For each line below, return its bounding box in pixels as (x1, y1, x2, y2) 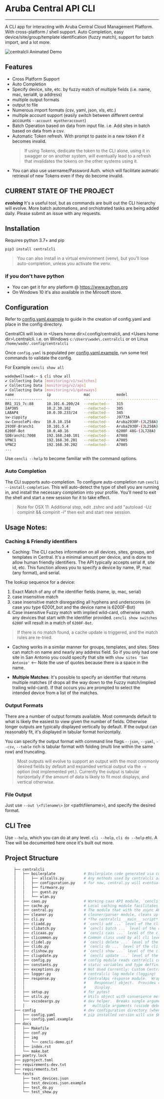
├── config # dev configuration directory (14, 1008, 147, 1012)
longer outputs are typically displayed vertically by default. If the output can (5, 724, 158, 729)
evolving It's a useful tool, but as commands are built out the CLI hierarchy (5, 200, 156, 206)
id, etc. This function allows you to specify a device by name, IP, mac (12, 565, 151, 571)
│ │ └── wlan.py (14, 894, 56, 899)
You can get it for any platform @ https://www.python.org (12, 284, 128, 290)
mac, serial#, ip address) (12, 91, 62, 97)
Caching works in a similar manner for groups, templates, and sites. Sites (12, 644, 159, 650)
